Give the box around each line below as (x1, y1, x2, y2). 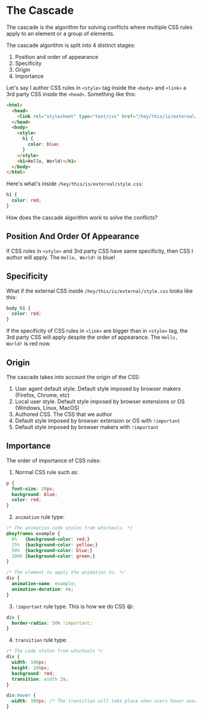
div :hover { (6, 693, 36, 699)
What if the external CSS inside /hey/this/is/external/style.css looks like (6, 287, 193, 294)
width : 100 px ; (11, 660, 47, 666)
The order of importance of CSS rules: (6, 457, 101, 464)
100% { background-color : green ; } (11, 553, 96, 559)
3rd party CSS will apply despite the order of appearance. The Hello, (6, 333, 179, 341)
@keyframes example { (6, 531, 61, 537)
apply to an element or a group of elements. (6, 29, 115, 37)
